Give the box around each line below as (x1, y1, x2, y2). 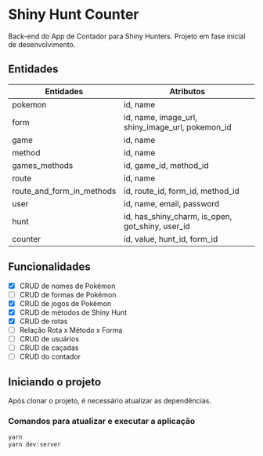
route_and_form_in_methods (12, 185, 117, 196)
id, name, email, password (124, 198, 220, 209)
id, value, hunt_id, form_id (124, 233, 218, 244)
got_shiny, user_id (124, 221, 190, 232)
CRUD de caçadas (19, 343, 79, 352)
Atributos (169, 86, 206, 97)
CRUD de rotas (19, 316, 68, 326)
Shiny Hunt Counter (8, 5, 139, 24)
